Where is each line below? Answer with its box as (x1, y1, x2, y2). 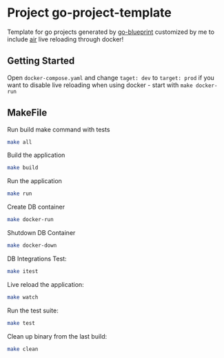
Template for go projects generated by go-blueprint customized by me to (7, 28, 215, 36)
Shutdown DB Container (7, 229, 76, 237)
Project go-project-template (7, 5, 172, 21)
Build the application (7, 151, 65, 160)
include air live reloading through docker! (7, 35, 124, 43)
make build (7, 164, 39, 171)
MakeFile (7, 107, 48, 119)
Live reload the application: (7, 280, 84, 288)
